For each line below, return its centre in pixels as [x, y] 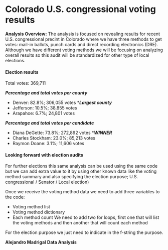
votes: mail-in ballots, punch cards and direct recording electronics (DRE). [81, 44]
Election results [22, 72]
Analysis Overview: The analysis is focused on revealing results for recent [83, 34]
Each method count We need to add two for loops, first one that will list [86, 217]
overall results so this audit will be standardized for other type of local [77, 55]
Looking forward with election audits [44, 155]
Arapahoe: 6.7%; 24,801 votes [44, 113]
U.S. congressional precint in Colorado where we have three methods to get [83, 39]
